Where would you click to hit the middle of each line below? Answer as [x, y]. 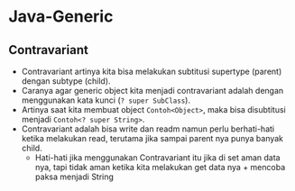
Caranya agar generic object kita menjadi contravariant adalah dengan [152, 91]
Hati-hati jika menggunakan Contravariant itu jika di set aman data [157, 158]
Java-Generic [61, 17]
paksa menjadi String [74, 177]
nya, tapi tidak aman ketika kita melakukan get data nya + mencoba [160, 167]
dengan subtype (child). [66, 81]
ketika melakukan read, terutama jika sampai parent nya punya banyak [152, 138]
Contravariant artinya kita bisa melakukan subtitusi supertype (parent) [152, 71]
